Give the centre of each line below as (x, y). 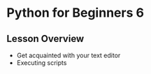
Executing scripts (42, 63)
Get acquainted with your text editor (69, 55)
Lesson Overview (45, 39)
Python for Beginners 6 (75, 13)
